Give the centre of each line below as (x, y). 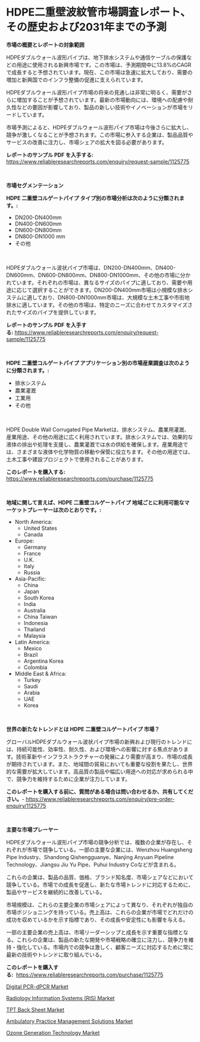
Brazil (31, 654)
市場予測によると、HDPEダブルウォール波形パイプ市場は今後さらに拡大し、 (99, 127)
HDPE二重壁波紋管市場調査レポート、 (99, 12)
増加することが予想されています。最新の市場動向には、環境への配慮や (102, 99)
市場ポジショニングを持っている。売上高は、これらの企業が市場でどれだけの (100, 912)
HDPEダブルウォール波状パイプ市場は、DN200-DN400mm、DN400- (91, 267)
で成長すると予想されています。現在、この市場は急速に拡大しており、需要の (99, 72)
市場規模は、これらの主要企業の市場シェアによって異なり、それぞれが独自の (100, 904)
